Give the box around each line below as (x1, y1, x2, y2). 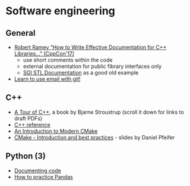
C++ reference (14, 121, 51, 128)
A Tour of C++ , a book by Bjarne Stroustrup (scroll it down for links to (14, 108, 185, 116)
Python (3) (5, 151, 46, 162)
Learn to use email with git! (14, 76, 81, 82)
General (5, 28, 36, 38)
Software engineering (5, 4, 115, 18)
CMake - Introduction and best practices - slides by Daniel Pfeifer (14, 134, 175, 141)
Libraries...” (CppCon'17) (14, 50, 75, 57)
